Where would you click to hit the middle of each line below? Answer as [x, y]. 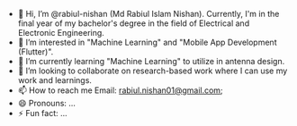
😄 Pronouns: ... [47, 103]
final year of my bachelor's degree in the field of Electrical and [134, 23]
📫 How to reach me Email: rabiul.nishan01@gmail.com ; [120, 90]
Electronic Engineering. [61, 33]
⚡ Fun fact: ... [42, 113]
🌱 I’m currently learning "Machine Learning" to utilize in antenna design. [151, 61]
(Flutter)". [36, 52]
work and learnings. [55, 80]
